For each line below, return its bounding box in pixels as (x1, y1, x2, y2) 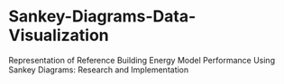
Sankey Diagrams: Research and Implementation (8, 64, 189, 75)
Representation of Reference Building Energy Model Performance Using (8, 55, 276, 65)
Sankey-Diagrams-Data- (8, 6, 197, 27)
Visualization (8, 25, 109, 46)
